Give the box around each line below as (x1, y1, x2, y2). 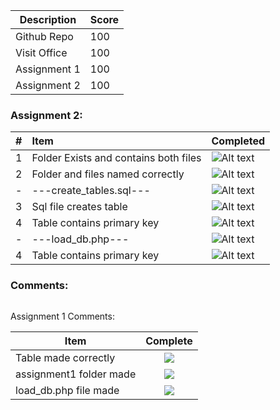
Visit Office (15, 46, 68, 59)
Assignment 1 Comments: (10, 310, 115, 322)
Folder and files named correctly (31, 167, 185, 181)
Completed (211, 134, 266, 148)
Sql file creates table (31, 200, 128, 214)
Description (19, 13, 77, 26)
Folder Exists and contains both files (31, 151, 202, 165)
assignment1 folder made (15, 367, 137, 381)
